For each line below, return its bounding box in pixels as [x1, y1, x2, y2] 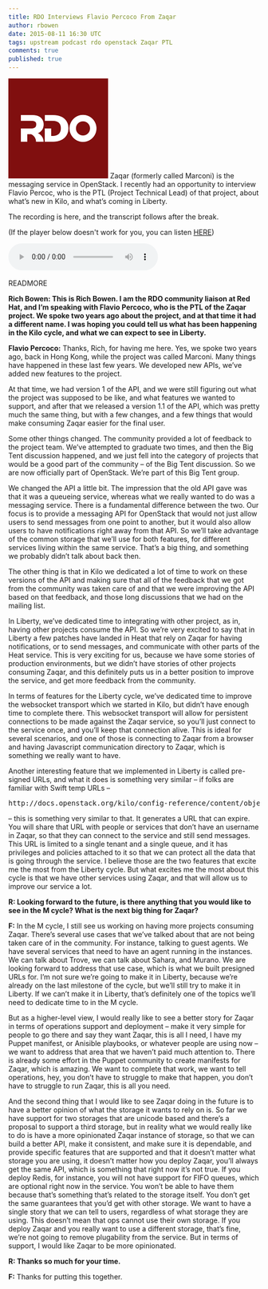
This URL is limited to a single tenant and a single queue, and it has [8, 840, 228, 848]
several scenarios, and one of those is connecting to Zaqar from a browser [8, 734, 254, 743]
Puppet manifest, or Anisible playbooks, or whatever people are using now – [8, 1039, 258, 1048]
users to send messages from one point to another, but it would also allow [8, 517, 251, 527]
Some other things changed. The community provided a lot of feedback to [8, 434, 252, 443]
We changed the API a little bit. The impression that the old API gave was [8, 484, 247, 493]
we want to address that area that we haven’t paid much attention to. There [8, 1048, 255, 1056]
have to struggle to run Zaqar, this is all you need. [8, 1081, 171, 1091]
